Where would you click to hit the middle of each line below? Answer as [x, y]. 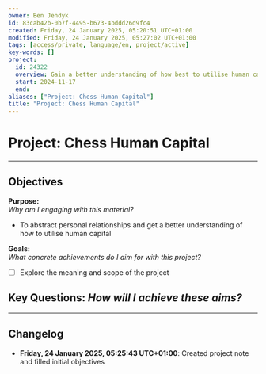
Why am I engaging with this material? [71, 209]
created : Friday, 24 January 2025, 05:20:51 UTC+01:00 [101, 30]
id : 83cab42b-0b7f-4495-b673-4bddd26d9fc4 [79, 23]
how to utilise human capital [65, 233]
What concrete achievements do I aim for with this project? [105, 257]
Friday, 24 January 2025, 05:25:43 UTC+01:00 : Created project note [134, 353]
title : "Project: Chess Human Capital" [74, 104]
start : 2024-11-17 [46, 82]
